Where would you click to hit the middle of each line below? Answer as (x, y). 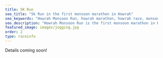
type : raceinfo (20, 37)
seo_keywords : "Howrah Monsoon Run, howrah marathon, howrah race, (75, 18)
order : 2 (14, 32)
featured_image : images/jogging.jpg (42, 28)
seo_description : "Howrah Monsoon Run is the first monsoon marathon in (80, 23)
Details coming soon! (26, 50)
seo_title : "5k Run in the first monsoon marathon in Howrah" (69, 14)
